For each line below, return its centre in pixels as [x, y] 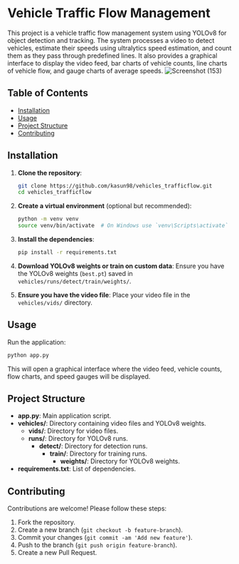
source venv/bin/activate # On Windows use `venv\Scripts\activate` [123, 226]
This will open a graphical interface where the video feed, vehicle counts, [115, 369]
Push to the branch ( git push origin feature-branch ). [97, 545]
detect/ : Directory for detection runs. [93, 446]
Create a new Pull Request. [57, 553]
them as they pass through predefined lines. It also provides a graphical [112, 56]
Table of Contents [48, 93]
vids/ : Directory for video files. [73, 431]
